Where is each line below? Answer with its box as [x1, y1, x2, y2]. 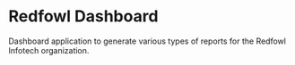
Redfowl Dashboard [8, 6, 159, 27]
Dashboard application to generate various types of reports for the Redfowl [8, 36, 286, 46]
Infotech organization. [8, 45, 90, 55]
